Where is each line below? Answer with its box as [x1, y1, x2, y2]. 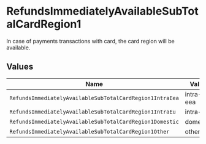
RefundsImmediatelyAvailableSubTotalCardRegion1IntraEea [9, 95, 179, 101]
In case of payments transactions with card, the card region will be [6, 37, 175, 45]
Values [6, 62, 34, 72]
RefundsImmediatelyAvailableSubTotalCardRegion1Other [9, 128, 170, 135]
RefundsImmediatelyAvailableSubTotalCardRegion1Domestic [9, 118, 179, 125]
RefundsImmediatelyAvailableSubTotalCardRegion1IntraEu [9, 108, 176, 115]
